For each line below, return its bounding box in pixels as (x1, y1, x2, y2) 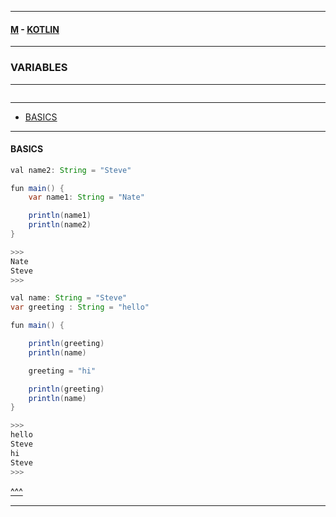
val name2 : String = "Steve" (10, 165, 132, 175)
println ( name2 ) (28, 220, 92, 230)
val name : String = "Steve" (10, 293, 128, 303)
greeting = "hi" (28, 366, 97, 376)
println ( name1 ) (28, 211, 92, 221)
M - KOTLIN (10, 23, 60, 35)
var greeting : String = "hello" (10, 302, 150, 313)
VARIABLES (10, 61, 68, 75)
